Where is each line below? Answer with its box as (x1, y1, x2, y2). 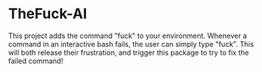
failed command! (8, 56, 64, 66)
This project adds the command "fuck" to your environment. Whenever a (8, 31, 247, 40)
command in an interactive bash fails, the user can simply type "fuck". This (8, 39, 255, 48)
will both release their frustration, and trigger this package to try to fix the (8, 47, 249, 57)
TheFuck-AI (8, 5, 88, 23)
